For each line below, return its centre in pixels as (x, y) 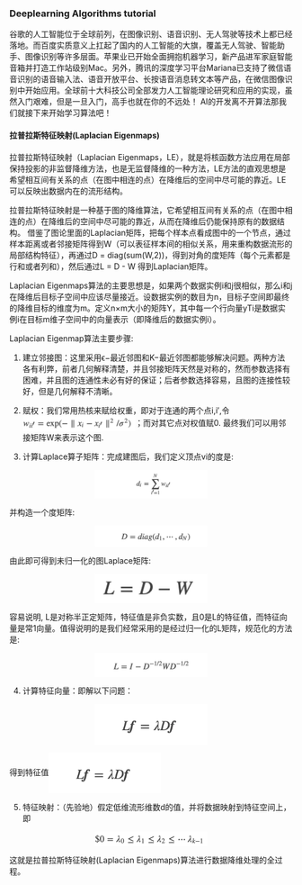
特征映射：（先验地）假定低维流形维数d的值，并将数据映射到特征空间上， (157, 808)
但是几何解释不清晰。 (78, 391)
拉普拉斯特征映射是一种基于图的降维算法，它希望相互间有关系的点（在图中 (147, 210)
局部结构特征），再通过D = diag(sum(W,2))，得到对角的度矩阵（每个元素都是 (150, 255)
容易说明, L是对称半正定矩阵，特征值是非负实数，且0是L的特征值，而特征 (145, 617)
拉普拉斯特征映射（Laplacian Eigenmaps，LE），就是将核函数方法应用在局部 (150, 157)
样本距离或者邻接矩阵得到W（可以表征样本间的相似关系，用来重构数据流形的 (151, 244)
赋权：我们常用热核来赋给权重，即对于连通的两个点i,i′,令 (126, 410)
